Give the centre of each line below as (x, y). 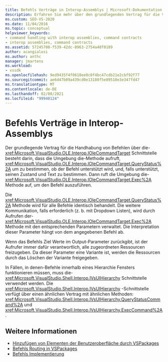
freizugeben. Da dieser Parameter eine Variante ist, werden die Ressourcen (83, 252)
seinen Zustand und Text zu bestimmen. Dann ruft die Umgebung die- (77, 174)
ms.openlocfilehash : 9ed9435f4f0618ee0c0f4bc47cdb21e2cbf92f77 (72, 75)
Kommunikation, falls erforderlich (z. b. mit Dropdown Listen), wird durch (80, 211)
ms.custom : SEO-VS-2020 (30, 19)
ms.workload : (19, 66)
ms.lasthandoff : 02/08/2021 (34, 94)
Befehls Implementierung (38, 354)
